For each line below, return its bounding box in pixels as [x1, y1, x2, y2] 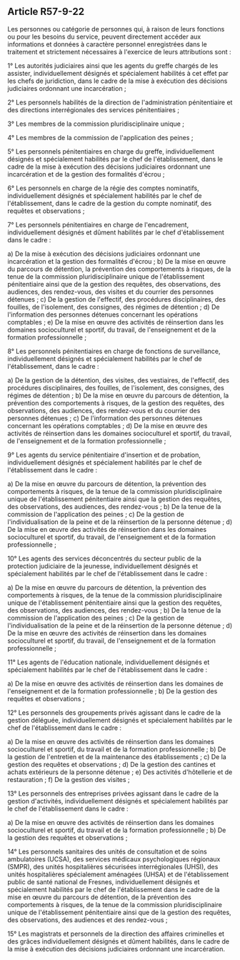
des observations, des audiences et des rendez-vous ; [7, 915, 168, 924]
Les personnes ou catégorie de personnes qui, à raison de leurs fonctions [7, 24, 225, 33]
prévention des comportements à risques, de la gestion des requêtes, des [7, 398, 225, 407]
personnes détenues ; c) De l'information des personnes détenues [7, 414, 203, 422]
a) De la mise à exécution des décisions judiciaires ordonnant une [7, 249, 201, 258]
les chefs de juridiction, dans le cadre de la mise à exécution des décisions [7, 76, 228, 85]
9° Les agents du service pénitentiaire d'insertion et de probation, [7, 450, 201, 459]
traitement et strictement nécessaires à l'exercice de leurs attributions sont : [7, 47, 231, 56]
